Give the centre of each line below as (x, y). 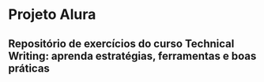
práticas (29, 68)
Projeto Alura (52, 15)
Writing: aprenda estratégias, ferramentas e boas (132, 56)
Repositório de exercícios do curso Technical (121, 44)
